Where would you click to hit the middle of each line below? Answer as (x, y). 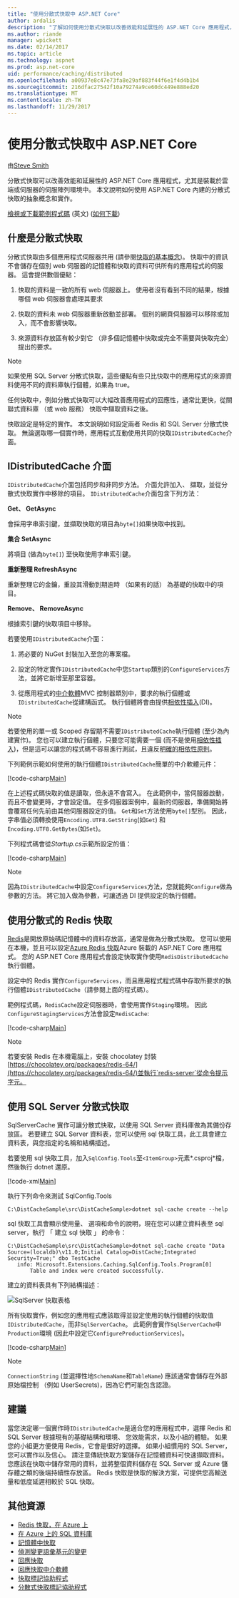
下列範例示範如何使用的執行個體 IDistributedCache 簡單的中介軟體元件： (113, 764)
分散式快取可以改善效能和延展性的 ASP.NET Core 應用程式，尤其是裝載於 (115, 180)
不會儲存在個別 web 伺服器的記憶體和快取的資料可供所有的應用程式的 (109, 265)
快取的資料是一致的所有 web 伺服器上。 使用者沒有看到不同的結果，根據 (123, 290)
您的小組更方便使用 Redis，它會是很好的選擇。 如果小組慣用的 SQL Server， (119, 1445)
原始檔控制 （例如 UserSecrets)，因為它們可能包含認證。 (91, 1385)
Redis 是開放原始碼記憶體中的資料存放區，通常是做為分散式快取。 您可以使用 (119, 939)
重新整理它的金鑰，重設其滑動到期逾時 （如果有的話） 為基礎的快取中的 (112, 585)
